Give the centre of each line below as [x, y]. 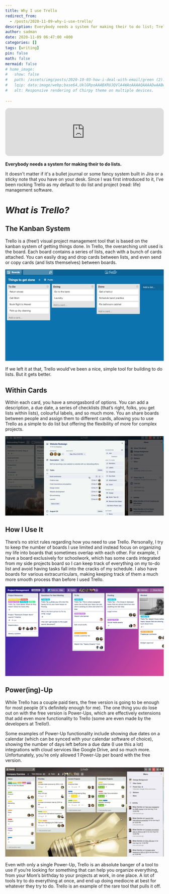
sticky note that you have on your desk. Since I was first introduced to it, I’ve [84, 179]
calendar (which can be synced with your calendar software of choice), [79, 739]
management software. [29, 190]
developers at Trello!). [28, 724]
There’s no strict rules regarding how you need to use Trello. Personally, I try [84, 542]
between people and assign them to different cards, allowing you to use [79, 418]
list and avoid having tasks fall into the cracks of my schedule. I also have [81, 569]
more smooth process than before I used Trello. [55, 579]
